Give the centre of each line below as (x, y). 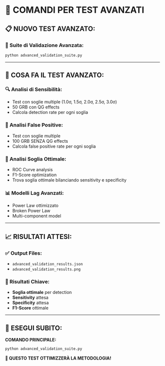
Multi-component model (37, 216)
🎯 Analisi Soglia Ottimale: (36, 159)
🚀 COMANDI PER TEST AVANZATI (75, 10)
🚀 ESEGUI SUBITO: (34, 328)
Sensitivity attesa (30, 298)
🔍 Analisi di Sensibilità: (34, 89)
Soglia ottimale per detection (42, 292)
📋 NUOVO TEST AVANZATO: (50, 29)
